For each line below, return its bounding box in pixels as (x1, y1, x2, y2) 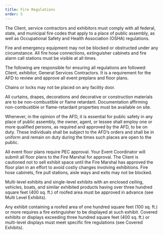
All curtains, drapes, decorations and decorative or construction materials (5, 93, 153, 100)
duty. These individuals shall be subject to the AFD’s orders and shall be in (5, 129, 154, 135)
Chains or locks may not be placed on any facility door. (5, 84, 115, 90)
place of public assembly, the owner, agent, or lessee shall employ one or (5, 119, 152, 125)
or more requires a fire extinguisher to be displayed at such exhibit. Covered (5, 209, 158, 215)
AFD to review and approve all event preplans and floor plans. (5, 75, 129, 81)
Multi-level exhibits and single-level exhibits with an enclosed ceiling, (5, 179, 144, 185)
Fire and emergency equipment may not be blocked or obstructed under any (5, 45, 159, 51)
